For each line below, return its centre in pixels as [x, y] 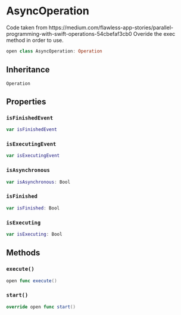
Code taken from [27, 27]
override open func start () [41, 307]
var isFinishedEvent [32, 129]
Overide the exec [154, 33]
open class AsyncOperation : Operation [54, 51]
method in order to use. [35, 40]
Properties [26, 102]
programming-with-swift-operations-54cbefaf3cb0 [69, 33]
